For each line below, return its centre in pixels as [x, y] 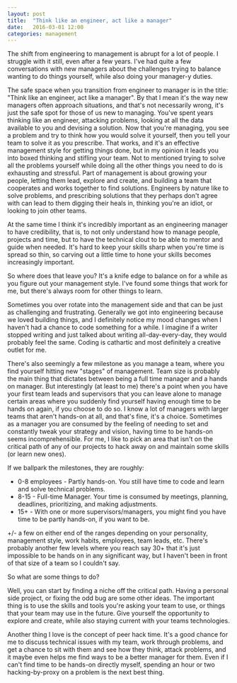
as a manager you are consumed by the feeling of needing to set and [108, 424]
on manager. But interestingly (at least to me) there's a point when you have [118, 387]
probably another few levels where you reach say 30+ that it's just [104, 548]
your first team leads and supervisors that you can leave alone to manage [115, 394]
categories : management [42, 34]
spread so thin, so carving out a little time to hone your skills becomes [109, 255]
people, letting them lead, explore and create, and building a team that [110, 181]
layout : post [27, 14]
